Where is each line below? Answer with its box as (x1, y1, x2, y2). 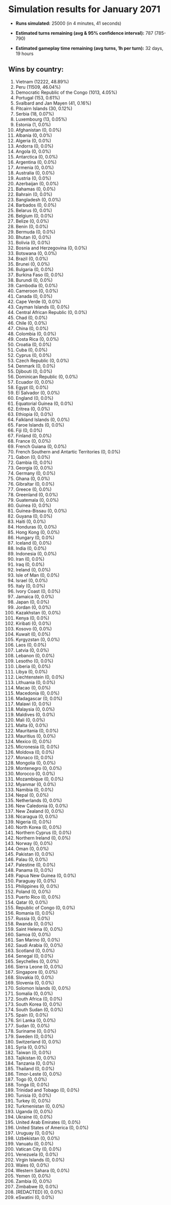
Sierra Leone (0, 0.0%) (15, 963, 64, 970)
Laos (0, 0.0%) (15, 642, 47, 648)
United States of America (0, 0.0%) (15, 1124, 89, 1130)
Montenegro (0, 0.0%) (15, 765, 62, 771)
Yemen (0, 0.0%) (15, 1173, 51, 1179)
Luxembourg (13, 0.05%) (15, 116, 67, 122)
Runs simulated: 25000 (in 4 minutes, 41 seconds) (15, 20, 122, 26)
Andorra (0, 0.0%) (15, 143, 53, 149)
